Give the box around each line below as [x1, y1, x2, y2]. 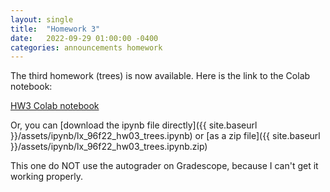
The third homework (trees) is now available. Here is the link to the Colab [10, 70, 311, 82]
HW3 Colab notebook [10, 100, 100, 112]
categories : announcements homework [10, 42, 163, 53]
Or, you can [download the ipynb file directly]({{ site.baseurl [10, 119, 258, 131]
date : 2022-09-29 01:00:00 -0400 [10, 33, 159, 43]
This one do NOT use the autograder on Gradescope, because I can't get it [10, 160, 319, 172]
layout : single [10, 14, 74, 25]
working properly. [10, 171, 83, 183]
